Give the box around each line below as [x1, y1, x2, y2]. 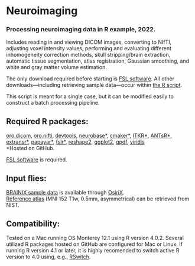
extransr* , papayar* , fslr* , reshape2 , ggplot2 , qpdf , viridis [6, 138, 145, 145]
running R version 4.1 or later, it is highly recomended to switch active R [6, 246, 180, 254]
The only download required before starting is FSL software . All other [6, 75, 175, 82]
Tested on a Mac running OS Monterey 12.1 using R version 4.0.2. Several [6, 234, 184, 241]
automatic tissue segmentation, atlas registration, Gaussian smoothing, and [6, 57, 190, 64]
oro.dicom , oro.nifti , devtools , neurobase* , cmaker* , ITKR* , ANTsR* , [6, 132, 173, 140]
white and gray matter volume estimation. [6, 64, 108, 71]
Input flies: [6, 173, 47, 183]
